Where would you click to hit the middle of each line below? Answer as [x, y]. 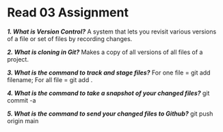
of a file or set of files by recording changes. [70, 38]
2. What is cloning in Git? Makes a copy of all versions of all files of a [105, 52]
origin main [23, 120]
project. [18, 59]
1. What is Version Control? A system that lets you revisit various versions [112, 31]
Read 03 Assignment [68, 13]
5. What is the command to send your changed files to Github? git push [110, 114]
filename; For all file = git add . [50, 79]
